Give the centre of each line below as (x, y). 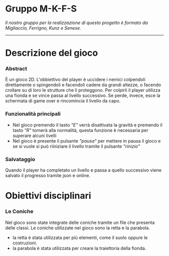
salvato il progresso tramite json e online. (48, 176)
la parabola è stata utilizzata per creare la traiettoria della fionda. (79, 248)
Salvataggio (20, 159)
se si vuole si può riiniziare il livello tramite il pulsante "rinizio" (76, 146)
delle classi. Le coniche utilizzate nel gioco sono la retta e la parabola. (77, 228)
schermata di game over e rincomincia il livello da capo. (63, 101)
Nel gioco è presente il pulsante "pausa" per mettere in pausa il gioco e (87, 141)
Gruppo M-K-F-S (41, 9)
